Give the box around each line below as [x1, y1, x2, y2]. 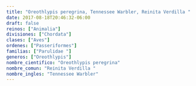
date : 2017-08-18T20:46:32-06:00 [6, 15, 91, 21]
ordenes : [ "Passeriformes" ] [6, 43, 77, 49]
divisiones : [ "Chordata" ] [6, 31, 71, 38]
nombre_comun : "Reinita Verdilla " [6, 65, 96, 71]
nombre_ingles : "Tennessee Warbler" [6, 71, 99, 77]
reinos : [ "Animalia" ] [6, 25, 61, 32]
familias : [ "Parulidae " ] [6, 48, 71, 55]
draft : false [6, 20, 39, 26]
